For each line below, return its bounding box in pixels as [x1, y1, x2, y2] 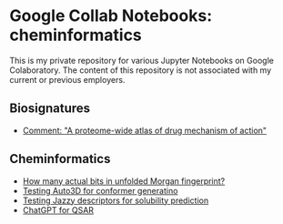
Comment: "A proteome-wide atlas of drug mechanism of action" [22, 125, 267, 136]
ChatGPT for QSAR [22, 204, 94, 215]
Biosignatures [9, 101, 91, 117]
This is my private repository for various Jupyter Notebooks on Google [9, 55, 275, 66]
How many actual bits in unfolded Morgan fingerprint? [22, 175, 226, 187]
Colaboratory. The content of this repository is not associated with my [9, 65, 272, 76]
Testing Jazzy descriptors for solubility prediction [22, 195, 209, 206]
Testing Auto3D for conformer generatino [22, 185, 178, 196]
